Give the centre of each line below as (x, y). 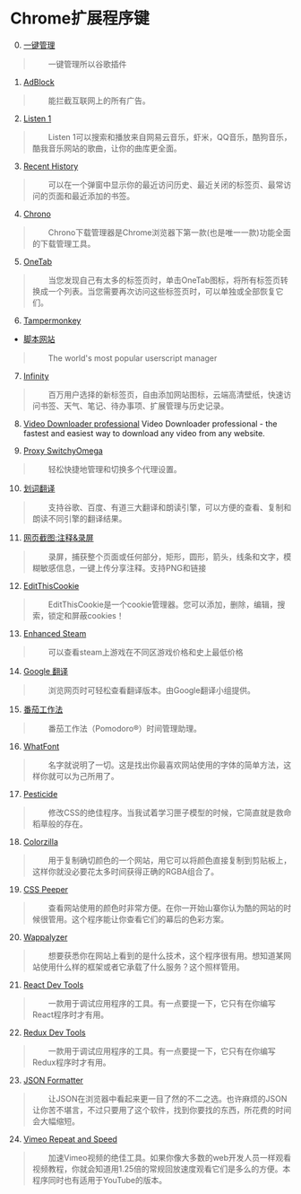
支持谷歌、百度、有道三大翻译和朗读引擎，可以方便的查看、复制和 (170, 507)
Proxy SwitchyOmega (63, 451)
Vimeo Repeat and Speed (70, 1139)
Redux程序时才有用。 (71, 1062)
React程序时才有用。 (70, 1014)
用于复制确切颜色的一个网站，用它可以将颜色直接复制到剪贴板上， (170, 860)
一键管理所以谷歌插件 (87, 64)
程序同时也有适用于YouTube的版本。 (99, 1180)
